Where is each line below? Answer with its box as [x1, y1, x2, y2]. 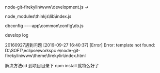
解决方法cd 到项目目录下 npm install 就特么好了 [5, 63, 99, 68]
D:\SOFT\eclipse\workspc [5, 48, 57, 53]
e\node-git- [57, 48, 80, 53]
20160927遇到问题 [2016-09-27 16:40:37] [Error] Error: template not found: [5, 42, 155, 48]
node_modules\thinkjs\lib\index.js [5, 14, 72, 19]
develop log [5, 32, 29, 38]
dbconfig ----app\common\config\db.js [5, 23, 84, 29]
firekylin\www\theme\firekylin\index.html [5, 53, 86, 58]
